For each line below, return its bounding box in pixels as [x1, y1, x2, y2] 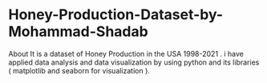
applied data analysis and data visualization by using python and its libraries [8, 57, 260, 67]
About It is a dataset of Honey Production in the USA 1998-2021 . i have [8, 49, 245, 58]
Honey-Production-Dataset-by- [8, 6, 224, 24]
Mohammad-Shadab [8, 22, 148, 41]
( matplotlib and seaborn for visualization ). [8, 65, 151, 75]
